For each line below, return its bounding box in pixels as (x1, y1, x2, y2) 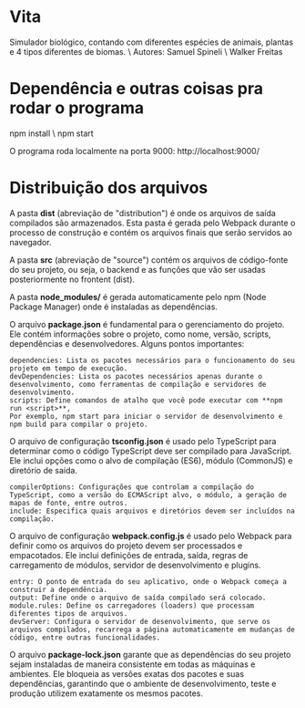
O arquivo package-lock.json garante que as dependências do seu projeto (9, 649, 291, 660)
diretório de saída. (9, 464, 77, 475)
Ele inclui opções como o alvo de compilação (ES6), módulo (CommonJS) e (9, 454, 293, 466)
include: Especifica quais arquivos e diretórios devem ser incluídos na (9, 506, 296, 515)
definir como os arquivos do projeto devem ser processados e (9, 540, 243, 551)
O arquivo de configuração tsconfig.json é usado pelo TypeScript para (9, 435, 277, 446)
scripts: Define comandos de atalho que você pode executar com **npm (9, 395, 283, 405)
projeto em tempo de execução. (9, 363, 128, 373)
